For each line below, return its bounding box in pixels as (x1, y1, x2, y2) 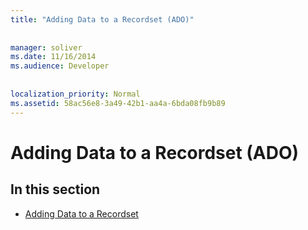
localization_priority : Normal (10, 89, 141, 99)
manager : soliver (10, 42, 83, 53)
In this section (10, 181, 101, 198)
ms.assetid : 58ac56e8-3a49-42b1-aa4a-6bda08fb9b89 (10, 98, 226, 108)
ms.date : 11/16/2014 (10, 52, 97, 62)
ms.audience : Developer (10, 61, 110, 71)
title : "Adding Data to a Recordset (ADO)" (10, 14, 195, 25)
